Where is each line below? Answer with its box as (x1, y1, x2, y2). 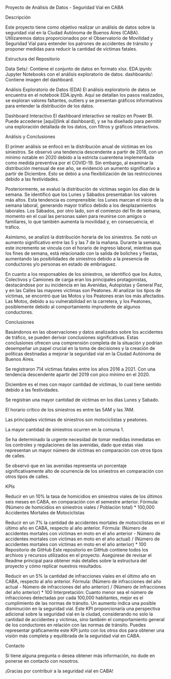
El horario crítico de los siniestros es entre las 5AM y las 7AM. (5, 407, 135, 412)
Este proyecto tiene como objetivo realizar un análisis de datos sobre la (5, 24, 155, 30)
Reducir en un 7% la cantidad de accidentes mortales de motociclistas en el (5, 519, 165, 525)
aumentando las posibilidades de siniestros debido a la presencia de (5, 256, 150, 261)
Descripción (5, 14, 31, 20)
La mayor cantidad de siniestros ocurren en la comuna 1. (5, 427, 124, 432)
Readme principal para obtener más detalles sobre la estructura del (5, 558, 147, 563)
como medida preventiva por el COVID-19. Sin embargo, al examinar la (5, 160, 154, 166)
